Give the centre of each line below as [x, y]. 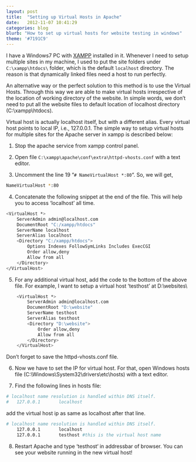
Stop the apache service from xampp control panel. [77, 146]
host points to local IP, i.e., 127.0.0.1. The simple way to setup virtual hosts [95, 128]
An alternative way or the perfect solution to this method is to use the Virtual [98, 85]
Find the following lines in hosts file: [58, 386]
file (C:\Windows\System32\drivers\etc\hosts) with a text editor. [91, 375]
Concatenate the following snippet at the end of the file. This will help [99, 197]
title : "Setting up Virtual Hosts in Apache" [64, 17]
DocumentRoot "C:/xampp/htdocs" [56, 225]
